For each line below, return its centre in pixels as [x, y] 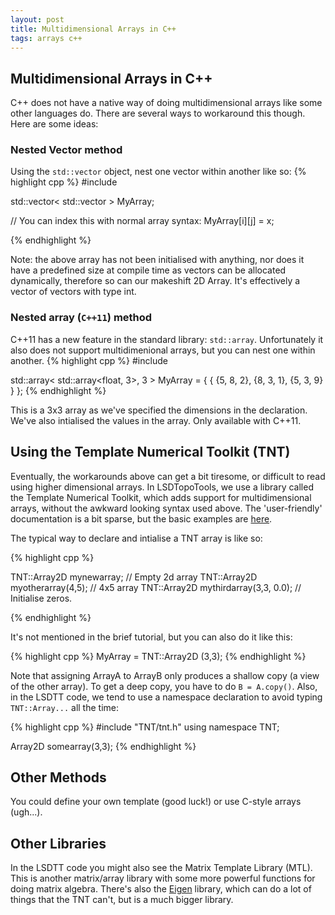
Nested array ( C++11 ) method [81, 318]
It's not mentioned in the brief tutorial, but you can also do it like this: [151, 637]
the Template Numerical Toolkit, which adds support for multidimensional [161, 497]
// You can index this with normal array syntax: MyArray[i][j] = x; [142, 221]
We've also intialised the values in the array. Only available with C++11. [156, 420]
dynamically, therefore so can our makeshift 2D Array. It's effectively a [155, 281]
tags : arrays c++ [46, 38]
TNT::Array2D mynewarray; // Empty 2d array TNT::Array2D [134, 577]
